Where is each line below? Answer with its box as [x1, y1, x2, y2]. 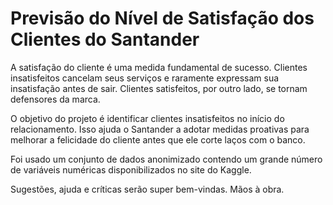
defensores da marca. [10, 93, 101, 105]
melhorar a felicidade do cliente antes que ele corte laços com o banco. [10, 133, 306, 146]
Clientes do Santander [10, 28, 200, 51]
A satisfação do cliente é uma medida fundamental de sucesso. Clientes [10, 61, 308, 73]
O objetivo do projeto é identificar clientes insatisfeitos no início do [10, 112, 285, 124]
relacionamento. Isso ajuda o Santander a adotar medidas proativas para [10, 123, 310, 135]
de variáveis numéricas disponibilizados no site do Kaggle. [10, 163, 252, 176]
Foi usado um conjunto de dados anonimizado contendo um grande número [10, 153, 323, 165]
